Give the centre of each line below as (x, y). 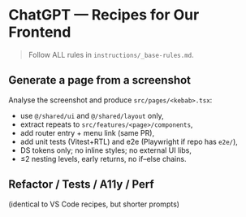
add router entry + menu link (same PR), (87, 132)
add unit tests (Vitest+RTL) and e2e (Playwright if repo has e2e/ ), (129, 141)
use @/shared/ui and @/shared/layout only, (92, 115)
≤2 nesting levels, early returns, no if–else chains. (103, 158)
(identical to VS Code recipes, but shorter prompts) (94, 204)
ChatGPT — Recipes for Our (104, 15)
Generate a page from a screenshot (100, 80)
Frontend (40, 32)
